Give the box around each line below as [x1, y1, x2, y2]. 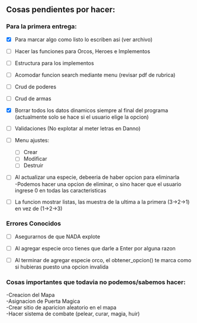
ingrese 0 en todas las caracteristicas [14, 187, 106, 194]
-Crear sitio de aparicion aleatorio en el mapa [6, 304, 117, 311]
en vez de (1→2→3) [14, 205, 63, 212]
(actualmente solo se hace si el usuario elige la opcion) [14, 113, 149, 120]
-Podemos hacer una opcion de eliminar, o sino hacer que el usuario [14, 180, 182, 188]
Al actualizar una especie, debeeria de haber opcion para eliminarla [14, 174, 180, 181]
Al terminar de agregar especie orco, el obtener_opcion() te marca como [14, 256, 192, 263]
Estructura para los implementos [14, 59, 95, 67]
